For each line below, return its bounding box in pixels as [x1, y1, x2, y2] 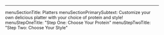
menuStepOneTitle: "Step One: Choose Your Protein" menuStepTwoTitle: [5, 20, 151, 25]
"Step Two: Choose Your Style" [5, 25, 68, 30]
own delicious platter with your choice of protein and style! [5, 15, 123, 20]
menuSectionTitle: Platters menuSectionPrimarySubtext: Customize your [5, 10, 151, 15]
